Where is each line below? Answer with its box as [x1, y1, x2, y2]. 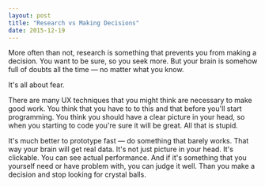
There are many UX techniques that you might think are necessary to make [8, 96, 252, 105]
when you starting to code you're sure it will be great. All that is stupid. [8, 120, 239, 131]
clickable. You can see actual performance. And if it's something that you [8, 153, 247, 162]
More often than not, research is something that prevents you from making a [8, 48, 257, 58]
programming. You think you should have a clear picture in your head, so [8, 113, 245, 122]
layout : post [8, 11, 51, 20]
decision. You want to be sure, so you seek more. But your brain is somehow [8, 56, 258, 66]
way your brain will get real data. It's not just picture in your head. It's [8, 144, 233, 155]
